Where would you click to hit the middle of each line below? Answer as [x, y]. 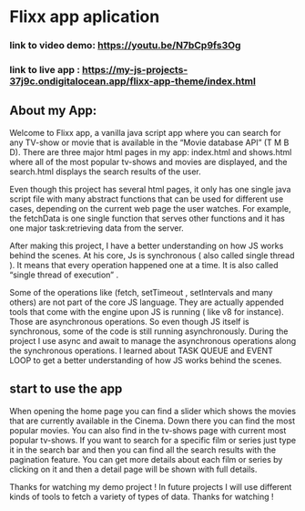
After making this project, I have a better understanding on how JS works [147, 245]
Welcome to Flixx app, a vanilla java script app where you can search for [145, 132]
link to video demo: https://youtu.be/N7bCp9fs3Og [125, 46]
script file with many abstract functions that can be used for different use [147, 199]
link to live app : [45, 70]
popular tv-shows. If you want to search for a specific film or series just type [153, 440]
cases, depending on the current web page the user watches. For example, [150, 208]
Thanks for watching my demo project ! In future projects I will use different [151, 486]
